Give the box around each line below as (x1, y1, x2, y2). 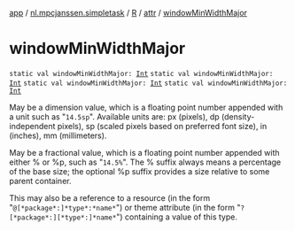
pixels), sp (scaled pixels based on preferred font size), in (57, 120, 268, 131)
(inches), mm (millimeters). (9, 130, 107, 141)
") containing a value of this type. (116, 212, 237, 222)
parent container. (9, 175, 72, 186)
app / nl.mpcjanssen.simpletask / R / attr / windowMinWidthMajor (9, 8, 248, 18)
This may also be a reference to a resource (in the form (9, 192, 211, 203)
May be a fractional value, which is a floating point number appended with (9, 147, 281, 158)
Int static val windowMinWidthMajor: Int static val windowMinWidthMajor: (9, 79, 288, 88)
